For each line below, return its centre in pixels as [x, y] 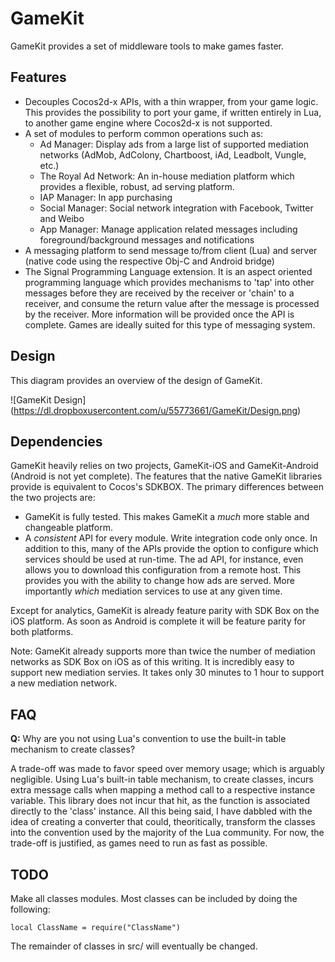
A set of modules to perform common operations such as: [144, 133]
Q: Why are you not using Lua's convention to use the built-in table [148, 739]
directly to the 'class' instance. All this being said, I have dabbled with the [161, 811]
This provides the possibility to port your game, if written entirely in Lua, [173, 112]
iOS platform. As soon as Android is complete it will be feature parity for [158, 621]
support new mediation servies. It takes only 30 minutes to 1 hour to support [167, 673]
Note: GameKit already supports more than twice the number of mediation [163, 651]
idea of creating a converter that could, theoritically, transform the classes [163, 822]
